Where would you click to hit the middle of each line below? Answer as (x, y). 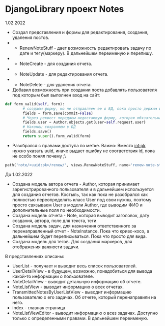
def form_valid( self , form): (35, 104)
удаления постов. (31, 37)
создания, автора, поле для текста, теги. (55, 221)
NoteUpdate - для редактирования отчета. (64, 74)
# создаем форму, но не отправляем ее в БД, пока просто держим (90, 109)
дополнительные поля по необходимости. (56, 210)
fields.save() (37, 131)
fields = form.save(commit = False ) (58, 113)
